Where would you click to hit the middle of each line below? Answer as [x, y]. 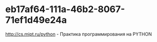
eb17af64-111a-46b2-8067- [65, 9]
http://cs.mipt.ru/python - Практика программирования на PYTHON [79, 34]
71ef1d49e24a [36, 20]
